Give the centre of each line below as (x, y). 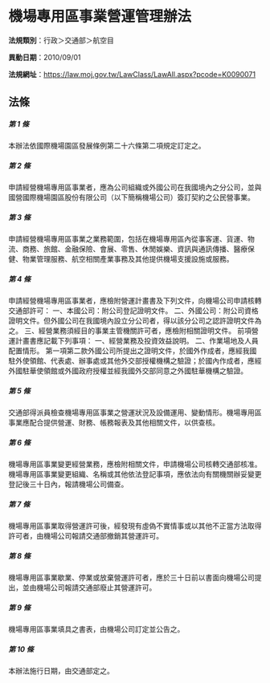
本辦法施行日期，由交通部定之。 (61, 671)
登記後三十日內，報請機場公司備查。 (68, 484)
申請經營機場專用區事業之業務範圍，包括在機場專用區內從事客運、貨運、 (128, 239)
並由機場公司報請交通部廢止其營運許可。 (89, 587)
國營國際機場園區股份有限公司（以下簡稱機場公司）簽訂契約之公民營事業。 (131, 197)
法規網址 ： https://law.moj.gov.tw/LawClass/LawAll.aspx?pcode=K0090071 (132, 74)
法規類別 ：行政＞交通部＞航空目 (61, 40)
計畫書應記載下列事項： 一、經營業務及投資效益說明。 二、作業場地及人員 (137, 341)
